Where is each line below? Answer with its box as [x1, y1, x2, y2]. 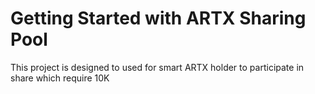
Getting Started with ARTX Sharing [10, 7, 307, 30]
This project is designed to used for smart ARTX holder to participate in [10, 61, 305, 73]
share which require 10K [10, 72, 110, 84]
